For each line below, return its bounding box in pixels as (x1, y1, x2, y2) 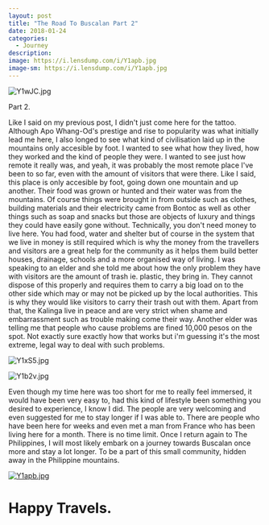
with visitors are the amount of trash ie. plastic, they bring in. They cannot (8, 271, 254, 281)
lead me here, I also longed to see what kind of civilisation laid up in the (8, 134, 246, 144)
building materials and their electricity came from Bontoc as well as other (8, 203, 251, 213)
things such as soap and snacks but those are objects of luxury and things (8, 211, 255, 221)
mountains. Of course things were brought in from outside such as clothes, (8, 194, 257, 204)
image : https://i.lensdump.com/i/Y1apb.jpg (8, 57, 157, 65)
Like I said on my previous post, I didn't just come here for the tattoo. (8, 118, 237, 127)
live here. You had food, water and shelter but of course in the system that (8, 229, 255, 238)
